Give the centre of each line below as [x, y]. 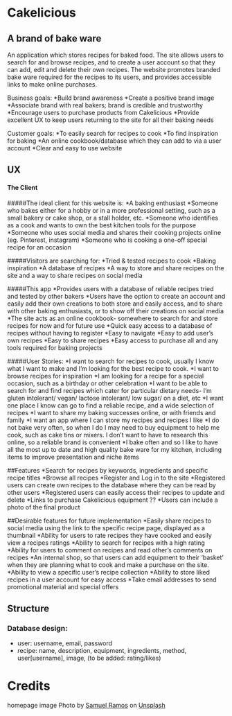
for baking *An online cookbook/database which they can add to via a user [114, 141]
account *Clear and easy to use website [65, 148]
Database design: [37, 628]
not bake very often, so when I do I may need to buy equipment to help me [114, 427]
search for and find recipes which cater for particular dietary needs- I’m [110, 390]
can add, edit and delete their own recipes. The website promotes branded [114, 70]
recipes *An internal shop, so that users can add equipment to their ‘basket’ [115, 557]
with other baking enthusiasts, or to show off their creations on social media [115, 311]
